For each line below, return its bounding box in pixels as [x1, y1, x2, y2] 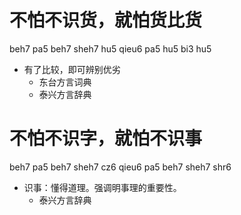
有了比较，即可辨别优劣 [23, 63, 121, 75]
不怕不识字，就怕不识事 [9, 127, 203, 150]
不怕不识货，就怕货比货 [9, 9, 203, 32]
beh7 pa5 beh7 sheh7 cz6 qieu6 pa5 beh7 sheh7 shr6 [9, 161, 232, 173]
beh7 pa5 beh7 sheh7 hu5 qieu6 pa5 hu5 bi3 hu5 [9, 42, 212, 55]
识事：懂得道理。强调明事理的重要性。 [23, 181, 182, 193]
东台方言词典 [38, 76, 92, 88]
